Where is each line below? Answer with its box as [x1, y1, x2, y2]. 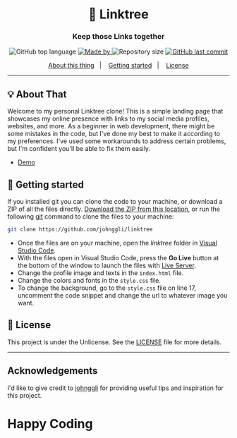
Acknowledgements [7, 365, 98, 377]
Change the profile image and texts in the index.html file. [17, 268, 184, 277]
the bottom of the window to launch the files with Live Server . [17, 261, 196, 269]
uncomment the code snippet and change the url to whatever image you [17, 291, 228, 299]
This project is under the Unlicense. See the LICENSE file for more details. [7, 338, 222, 346]
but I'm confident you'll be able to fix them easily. [7, 145, 150, 153]
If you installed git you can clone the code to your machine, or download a [7, 197, 223, 206]
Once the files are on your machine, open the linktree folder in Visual [17, 238, 217, 247]
